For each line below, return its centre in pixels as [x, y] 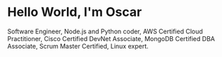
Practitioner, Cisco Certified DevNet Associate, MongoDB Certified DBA [111, 38]
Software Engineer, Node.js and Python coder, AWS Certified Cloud [105, 31]
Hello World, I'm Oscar [75, 12]
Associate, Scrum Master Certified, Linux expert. [78, 46]
